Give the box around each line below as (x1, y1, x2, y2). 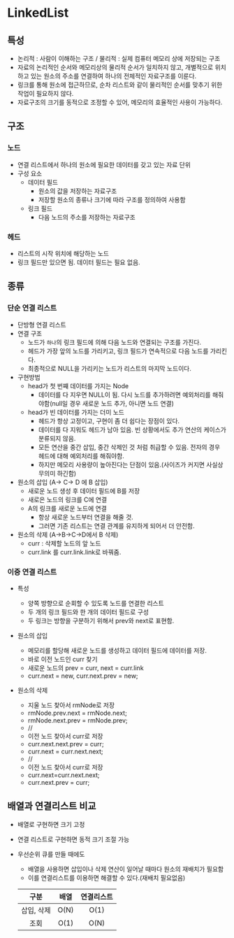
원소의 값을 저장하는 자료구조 (38, 187, 117, 195)
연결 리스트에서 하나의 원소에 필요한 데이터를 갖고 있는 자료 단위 (17, 160, 191, 169)
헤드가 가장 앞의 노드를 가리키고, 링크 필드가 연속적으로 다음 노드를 (27, 346, 209, 355)
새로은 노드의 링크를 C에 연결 (27, 495, 108, 504)
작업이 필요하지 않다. (17, 90, 74, 97)
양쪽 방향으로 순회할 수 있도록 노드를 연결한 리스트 (27, 599, 164, 607)
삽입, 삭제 (20, 905, 51, 915)
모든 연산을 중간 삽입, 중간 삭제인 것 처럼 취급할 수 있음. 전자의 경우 (38, 443, 221, 451)
